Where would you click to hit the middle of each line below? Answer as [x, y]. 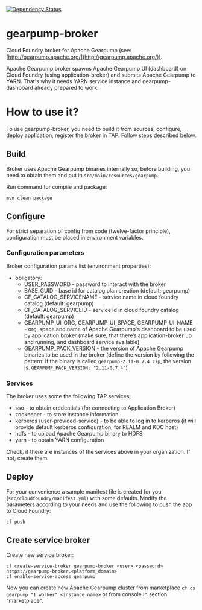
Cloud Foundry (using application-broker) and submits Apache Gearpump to [101, 75]
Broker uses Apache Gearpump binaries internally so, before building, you [98, 168]
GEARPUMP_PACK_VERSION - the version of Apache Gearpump [104, 348]
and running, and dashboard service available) [82, 342]
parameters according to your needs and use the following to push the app [99, 504]
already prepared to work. [67, 87]
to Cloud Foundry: [29, 510]
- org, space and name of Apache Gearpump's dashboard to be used [110, 329]
